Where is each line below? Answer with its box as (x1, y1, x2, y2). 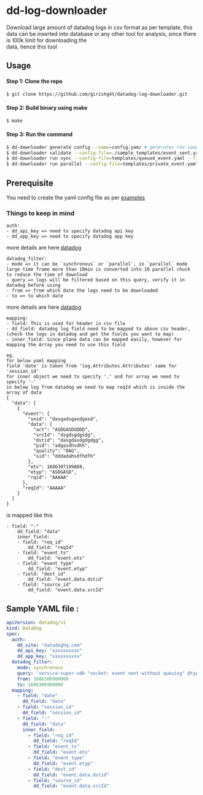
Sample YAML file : (6, 603, 79, 614)
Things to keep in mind (6, 209, 74, 217)
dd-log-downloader (6, 4, 108, 18)
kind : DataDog (6, 625, 42, 631)
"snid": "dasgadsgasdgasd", (28, 416, 98, 422)
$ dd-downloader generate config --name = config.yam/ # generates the (6, 144, 185, 150)
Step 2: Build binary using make (6, 104, 88, 111)
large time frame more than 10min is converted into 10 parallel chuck (6, 266, 190, 273)
